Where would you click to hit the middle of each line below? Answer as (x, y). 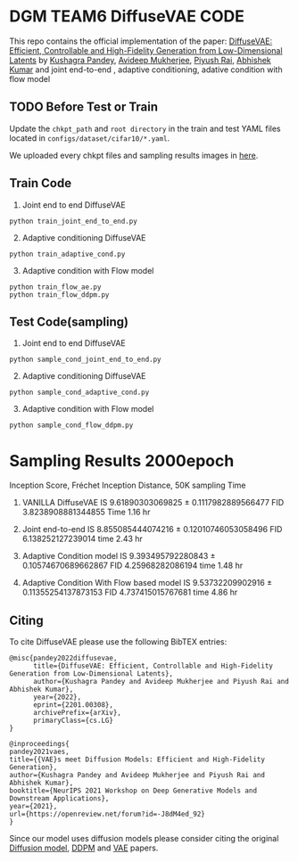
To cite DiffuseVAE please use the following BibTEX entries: (118, 642)
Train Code (41, 183)
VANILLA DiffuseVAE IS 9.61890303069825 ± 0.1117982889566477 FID (153, 503)
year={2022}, (57, 697)
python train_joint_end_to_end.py (74, 221)
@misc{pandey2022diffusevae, (63, 658)
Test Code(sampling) (69, 321)
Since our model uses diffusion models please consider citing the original (144, 839)
